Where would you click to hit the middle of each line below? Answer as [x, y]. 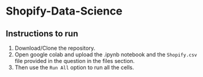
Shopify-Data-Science [64, 11]
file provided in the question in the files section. [75, 61]
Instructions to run [42, 34]
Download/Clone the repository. [55, 48]
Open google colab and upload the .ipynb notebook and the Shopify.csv [106, 55]
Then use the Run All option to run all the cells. [74, 67]
